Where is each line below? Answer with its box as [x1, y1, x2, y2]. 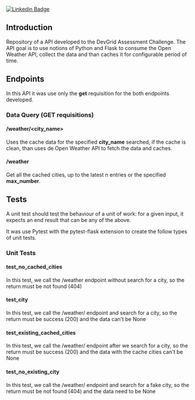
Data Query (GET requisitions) [6, 111, 94, 119]
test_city [6, 296, 28, 303]
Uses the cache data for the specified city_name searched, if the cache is [6, 138, 186, 146]
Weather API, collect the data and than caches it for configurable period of [6, 51, 187, 58]
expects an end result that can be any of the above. [6, 216, 131, 223]
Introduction [6, 22, 53, 32]
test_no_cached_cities [6, 263, 63, 270]
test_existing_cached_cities [6, 329, 76, 336]
